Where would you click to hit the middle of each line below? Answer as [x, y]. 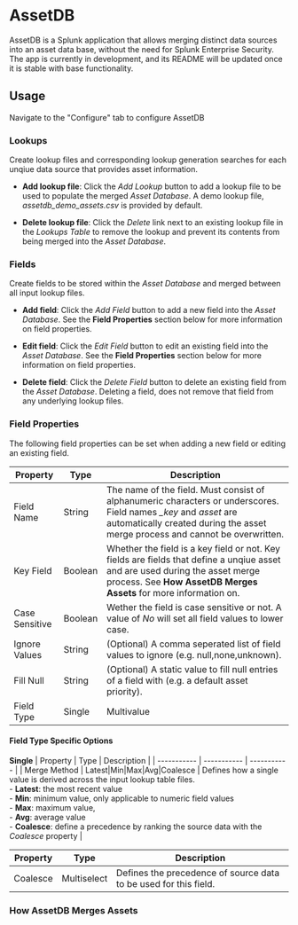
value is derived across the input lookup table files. [102, 779]
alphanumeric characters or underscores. [192, 500]
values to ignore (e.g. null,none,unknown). [194, 655]
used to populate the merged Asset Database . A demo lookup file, [143, 196]
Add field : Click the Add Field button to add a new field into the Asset [149, 310]
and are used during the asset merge [183, 570]
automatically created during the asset [186, 522]
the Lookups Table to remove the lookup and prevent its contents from [151, 232]
